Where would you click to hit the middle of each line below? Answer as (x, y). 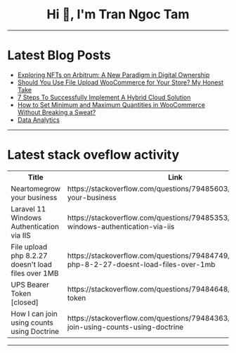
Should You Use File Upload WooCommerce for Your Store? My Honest (120, 82)
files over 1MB (35, 273)
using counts (32, 322)
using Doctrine (35, 331)
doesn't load (32, 264)
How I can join (34, 314)
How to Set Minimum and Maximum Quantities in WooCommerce (111, 104)
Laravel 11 (28, 209)
